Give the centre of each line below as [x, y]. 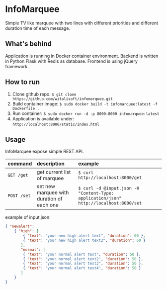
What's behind [29, 44]
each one [47, 205]
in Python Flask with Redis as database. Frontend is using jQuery [72, 61]
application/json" [100, 198]
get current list [54, 172]
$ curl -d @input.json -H [109, 188]
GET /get [18, 175]
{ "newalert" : [20, 227]
